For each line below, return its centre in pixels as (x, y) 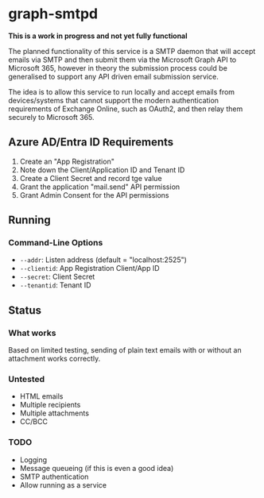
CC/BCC (33, 422)
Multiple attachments (54, 413)
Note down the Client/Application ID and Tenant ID (102, 170)
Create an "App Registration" (67, 161)
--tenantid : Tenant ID (55, 285)
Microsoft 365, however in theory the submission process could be (118, 68)
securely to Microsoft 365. (51, 117)
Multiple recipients (50, 405)
